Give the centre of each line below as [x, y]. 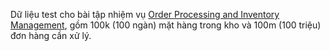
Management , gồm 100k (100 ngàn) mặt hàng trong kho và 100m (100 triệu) [166, 25]
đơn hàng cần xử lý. [51, 35]
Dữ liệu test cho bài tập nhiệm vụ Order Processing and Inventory [145, 14]
